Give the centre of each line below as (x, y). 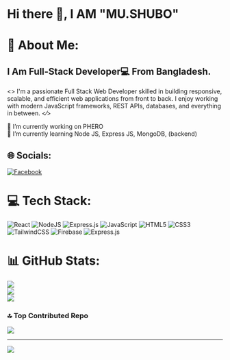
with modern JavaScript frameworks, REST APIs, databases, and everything (114, 106)
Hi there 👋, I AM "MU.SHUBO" (93, 14)
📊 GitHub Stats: (54, 261)
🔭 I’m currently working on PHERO (55, 127)
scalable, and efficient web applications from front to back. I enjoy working (113, 99)
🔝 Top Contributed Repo (48, 315)
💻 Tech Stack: (49, 201)
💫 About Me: (43, 46)
